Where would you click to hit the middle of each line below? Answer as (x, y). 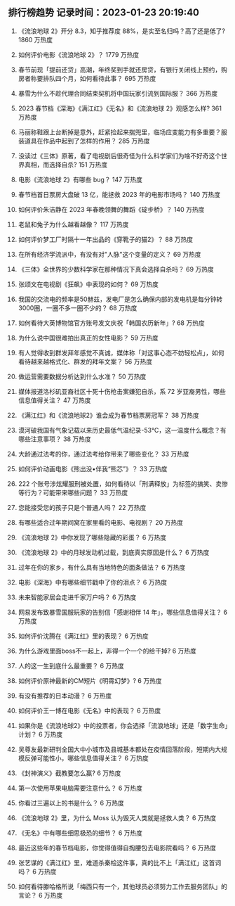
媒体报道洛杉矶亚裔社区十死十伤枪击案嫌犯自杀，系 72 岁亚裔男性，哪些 (122, 391)
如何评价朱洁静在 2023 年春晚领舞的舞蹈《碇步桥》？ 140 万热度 (111, 209)
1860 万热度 (35, 39)
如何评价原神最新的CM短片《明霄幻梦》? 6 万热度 (90, 680)
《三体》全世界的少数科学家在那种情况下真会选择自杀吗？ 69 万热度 (116, 269)
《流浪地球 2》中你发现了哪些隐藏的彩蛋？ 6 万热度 (92, 537)
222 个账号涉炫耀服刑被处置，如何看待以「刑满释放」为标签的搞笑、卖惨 (123, 483)
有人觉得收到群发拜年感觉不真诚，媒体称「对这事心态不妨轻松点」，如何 (121, 352)
